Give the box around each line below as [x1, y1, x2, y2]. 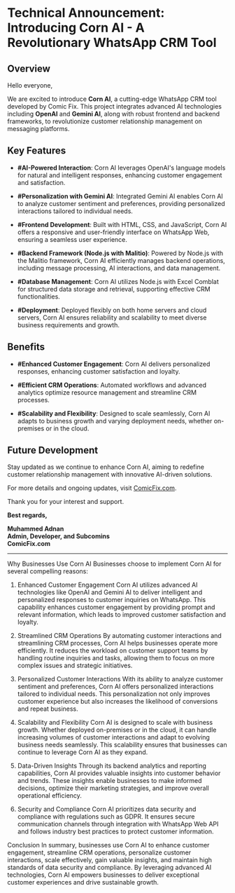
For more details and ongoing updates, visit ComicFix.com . [7, 484, 177, 492]
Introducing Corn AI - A [7, 20, 145, 36]
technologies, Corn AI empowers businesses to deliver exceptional [7, 871, 199, 879]
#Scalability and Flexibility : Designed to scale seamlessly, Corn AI [17, 409, 211, 418]
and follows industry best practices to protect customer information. [17, 827, 215, 836]
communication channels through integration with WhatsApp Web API [17, 820, 219, 829]
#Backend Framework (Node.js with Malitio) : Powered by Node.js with [17, 249, 224, 257]
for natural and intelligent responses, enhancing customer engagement [17, 170, 222, 179]
